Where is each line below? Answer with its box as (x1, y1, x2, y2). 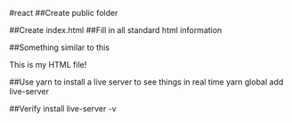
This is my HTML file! (9, 60, 87, 70)
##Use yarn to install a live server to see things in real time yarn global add (9, 77, 284, 87)
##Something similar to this (9, 42, 109, 53)
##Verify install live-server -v (9, 103, 118, 114)
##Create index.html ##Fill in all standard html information (9, 25, 223, 35)
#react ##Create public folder (9, 8, 118, 18)
